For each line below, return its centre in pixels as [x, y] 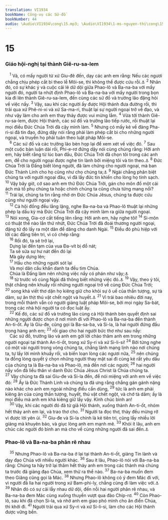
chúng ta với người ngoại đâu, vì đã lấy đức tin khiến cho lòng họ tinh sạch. [82, 177]
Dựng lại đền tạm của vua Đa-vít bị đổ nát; [53, 246]
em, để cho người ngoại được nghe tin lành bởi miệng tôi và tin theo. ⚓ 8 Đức [84, 160]
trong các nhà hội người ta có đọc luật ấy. [48, 307]
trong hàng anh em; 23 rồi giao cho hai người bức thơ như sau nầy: [73, 330]
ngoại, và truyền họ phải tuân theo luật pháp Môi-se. [59, 137]
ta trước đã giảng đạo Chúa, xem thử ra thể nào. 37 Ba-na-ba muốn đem [79, 471]
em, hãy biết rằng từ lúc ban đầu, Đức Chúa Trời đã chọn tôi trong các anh [81, 154]
